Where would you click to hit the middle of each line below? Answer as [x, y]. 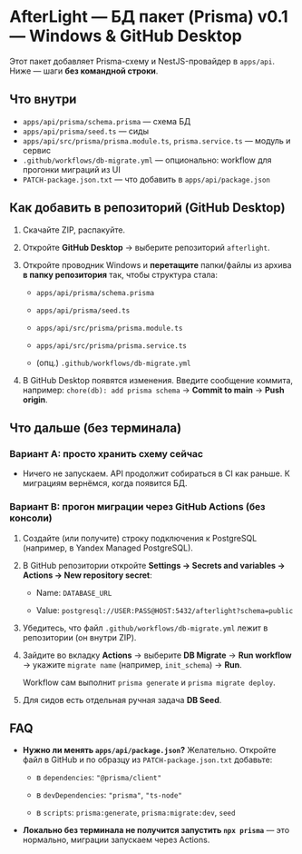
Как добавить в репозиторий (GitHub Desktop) [147, 208]
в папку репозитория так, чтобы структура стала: [120, 274]
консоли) [31, 518]
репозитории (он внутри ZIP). [79, 637]
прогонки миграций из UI [71, 169]
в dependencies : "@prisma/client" [98, 778]
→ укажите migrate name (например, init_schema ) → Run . [132, 664]
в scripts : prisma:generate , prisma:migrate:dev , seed [136, 813]
